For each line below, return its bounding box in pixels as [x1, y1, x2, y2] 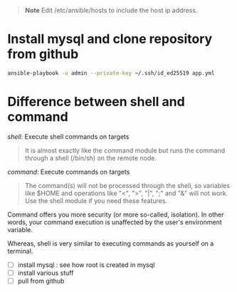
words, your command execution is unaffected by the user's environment [7, 217, 222, 226]
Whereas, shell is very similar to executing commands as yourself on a [7, 239, 214, 248]
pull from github [17, 276, 65, 285]
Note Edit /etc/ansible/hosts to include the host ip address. [24, 6, 198, 14]
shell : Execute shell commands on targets [7, 132, 130, 141]
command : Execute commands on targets [7, 167, 130, 176]
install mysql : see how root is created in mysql [17, 260, 155, 269]
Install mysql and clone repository [7, 31, 213, 47]
